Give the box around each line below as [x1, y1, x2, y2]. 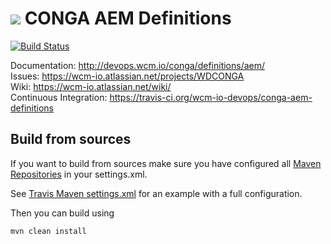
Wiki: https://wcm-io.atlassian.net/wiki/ [10, 80, 172, 92]
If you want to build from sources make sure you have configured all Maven [10, 157, 322, 169]
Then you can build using [10, 207, 115, 219]
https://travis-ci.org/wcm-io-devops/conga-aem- [109, 91, 313, 103]
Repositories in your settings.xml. [10, 168, 148, 180]
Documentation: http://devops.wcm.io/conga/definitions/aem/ [10, 59, 266, 71]
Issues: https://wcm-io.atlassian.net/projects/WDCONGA [10, 70, 245, 82]
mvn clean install [10, 226, 87, 236]
